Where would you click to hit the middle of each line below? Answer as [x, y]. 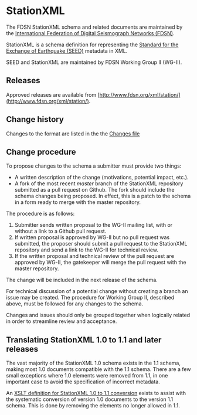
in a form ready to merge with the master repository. [78, 202]
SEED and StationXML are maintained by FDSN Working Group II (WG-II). [94, 62]
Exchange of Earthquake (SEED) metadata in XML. [67, 50]
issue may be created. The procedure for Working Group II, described [90, 298]
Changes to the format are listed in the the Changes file [73, 134]
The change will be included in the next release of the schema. [82, 280]
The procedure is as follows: [40, 214]
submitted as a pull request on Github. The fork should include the [94, 190]
